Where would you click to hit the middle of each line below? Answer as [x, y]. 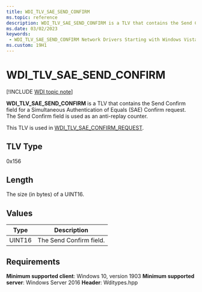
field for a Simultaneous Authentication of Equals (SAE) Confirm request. [96, 109]
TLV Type [25, 147]
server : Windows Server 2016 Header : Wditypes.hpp [72, 282]
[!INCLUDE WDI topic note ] [40, 91]
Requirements [33, 262]
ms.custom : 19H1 [26, 46]
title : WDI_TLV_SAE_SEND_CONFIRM [48, 12]
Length [20, 180]
